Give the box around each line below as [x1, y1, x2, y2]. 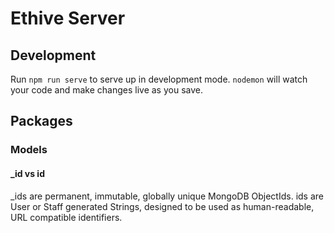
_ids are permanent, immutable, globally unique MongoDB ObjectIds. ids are [10, 190, 324, 202]
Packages [10, 113, 73, 130]
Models [10, 143, 48, 157]
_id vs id [10, 167, 45, 179]
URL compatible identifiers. [10, 211, 123, 223]
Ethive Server [10, 7, 126, 30]
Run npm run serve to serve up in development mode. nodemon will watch [10, 73, 308, 85]
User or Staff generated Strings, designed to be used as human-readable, [10, 200, 315, 212]
